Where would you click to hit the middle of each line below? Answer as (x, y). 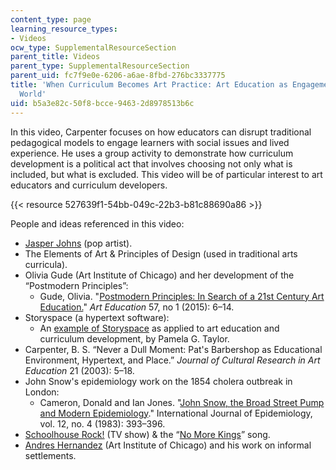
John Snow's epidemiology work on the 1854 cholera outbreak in (158, 381)
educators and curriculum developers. (89, 185)
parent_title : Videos (55, 57)
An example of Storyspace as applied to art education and (159, 328)
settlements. (50, 455)
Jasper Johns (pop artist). (78, 243)
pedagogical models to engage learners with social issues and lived (150, 142)
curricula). (46, 264)
